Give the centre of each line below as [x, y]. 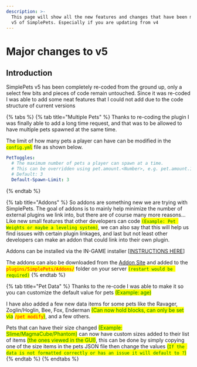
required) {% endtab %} [36, 275]
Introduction [29, 73]
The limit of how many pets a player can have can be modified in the [89, 141]
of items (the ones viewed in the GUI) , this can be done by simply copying [95, 340]
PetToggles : [21, 158]
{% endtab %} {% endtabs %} [43, 359]
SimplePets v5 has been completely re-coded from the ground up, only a [94, 87]
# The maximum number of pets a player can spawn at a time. [88, 164]
